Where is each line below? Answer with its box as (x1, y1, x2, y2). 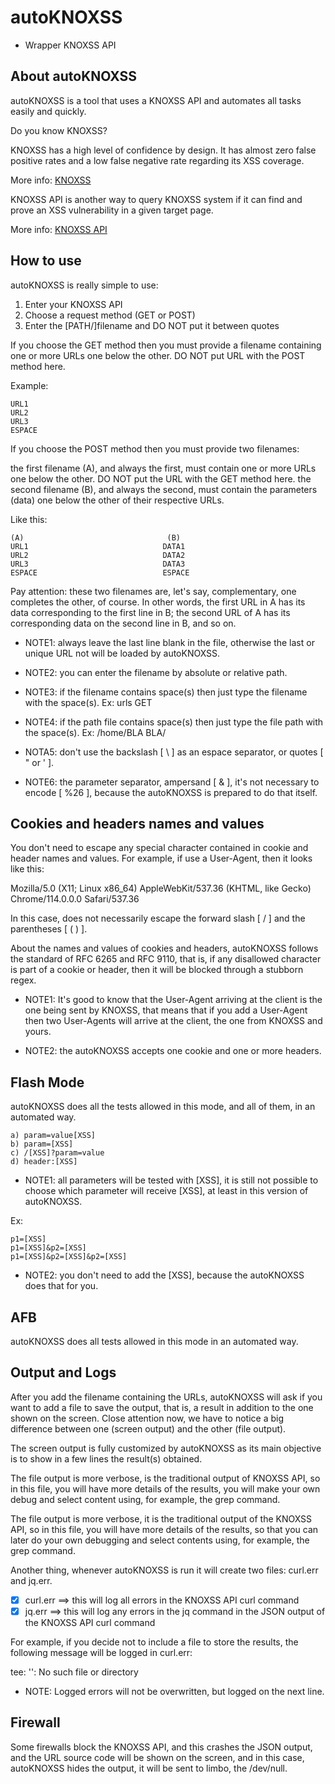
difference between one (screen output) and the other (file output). (10, 1422, 287, 1435)
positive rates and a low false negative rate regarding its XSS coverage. (10, 154, 305, 166)
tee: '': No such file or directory (10, 1666, 139, 1678)
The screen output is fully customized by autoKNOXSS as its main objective (10, 1442, 322, 1454)
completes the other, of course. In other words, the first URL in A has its (10, 596, 306, 608)
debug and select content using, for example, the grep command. (10, 1493, 281, 1505)
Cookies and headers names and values (10, 815, 265, 832)
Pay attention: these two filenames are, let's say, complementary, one (10, 585, 297, 597)
